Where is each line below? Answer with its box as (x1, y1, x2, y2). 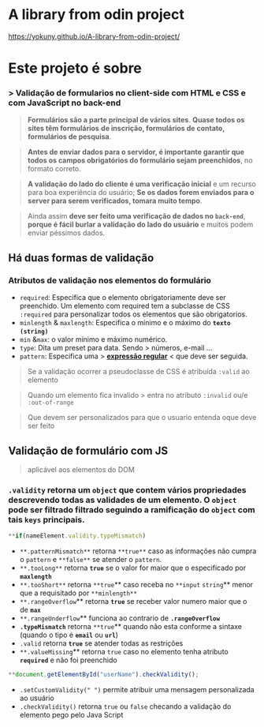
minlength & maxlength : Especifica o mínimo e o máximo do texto (19, 318, 231, 328)
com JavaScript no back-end (8, 97, 121, 108)
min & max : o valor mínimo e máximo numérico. (19, 335, 168, 344)
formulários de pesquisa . (27, 132, 112, 141)
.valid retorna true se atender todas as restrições (19, 639, 184, 648)
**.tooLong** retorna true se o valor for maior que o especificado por (19, 563, 247, 573)
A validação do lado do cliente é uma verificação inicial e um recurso (27, 179, 256, 189)
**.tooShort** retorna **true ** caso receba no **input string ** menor (19, 580, 254, 590)
